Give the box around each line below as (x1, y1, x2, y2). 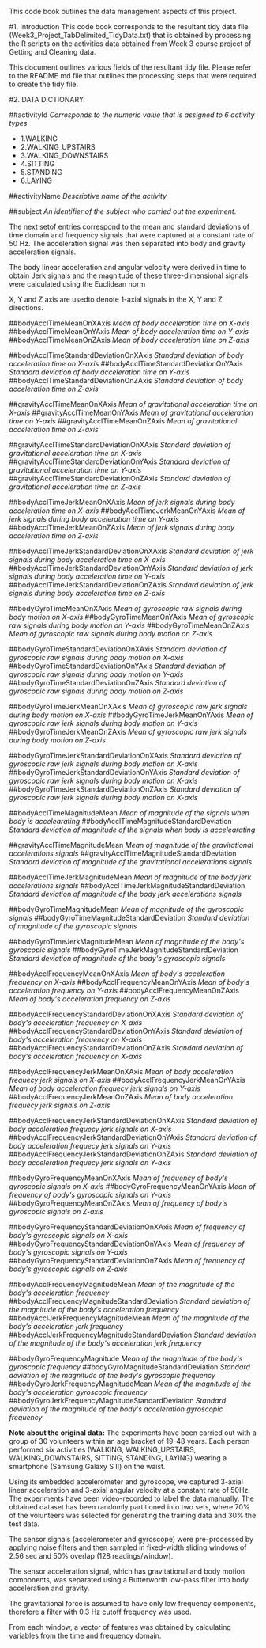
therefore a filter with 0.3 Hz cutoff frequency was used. (9, 1607, 192, 1616)
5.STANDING (20, 168, 62, 177)
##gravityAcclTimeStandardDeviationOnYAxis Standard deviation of (9, 457, 230, 466)
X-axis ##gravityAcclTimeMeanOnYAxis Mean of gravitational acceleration (9, 408, 253, 417)
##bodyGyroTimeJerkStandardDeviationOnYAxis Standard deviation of (9, 768, 240, 777)
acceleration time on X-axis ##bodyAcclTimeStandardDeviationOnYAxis (9, 359, 243, 368)
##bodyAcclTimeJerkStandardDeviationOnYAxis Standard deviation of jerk (9, 564, 253, 572)
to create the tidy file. (9, 79, 79, 89)
